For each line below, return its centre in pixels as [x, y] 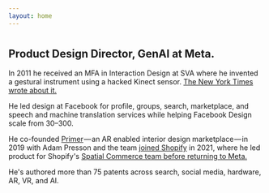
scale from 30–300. [41, 123]
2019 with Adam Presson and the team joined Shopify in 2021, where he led [134, 148]
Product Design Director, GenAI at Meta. [111, 54]
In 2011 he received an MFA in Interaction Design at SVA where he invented [133, 73]
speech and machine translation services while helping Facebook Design [130, 115]
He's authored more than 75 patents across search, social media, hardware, [135, 172]
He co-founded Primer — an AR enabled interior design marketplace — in [128, 139]
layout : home [30, 16]
